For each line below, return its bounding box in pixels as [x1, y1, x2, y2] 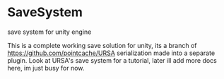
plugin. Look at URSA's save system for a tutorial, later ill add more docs [7, 56, 218, 64]
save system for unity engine [7, 28, 92, 36]
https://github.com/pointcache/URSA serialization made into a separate [7, 49, 216, 57]
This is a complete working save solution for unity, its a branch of [7, 41, 197, 49]
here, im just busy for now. [7, 63, 85, 72]
